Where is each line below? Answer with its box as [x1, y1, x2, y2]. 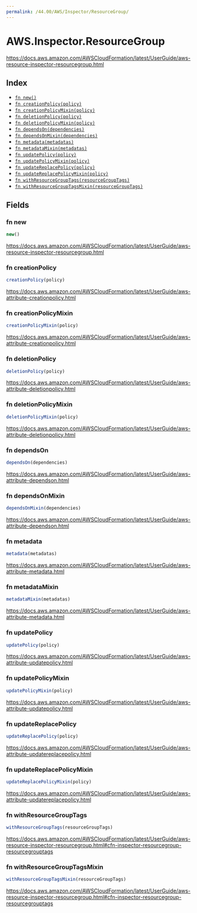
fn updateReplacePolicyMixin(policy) [14, 171, 109, 177]
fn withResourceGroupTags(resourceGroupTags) [14, 177, 130, 183]
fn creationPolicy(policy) [14, 101, 82, 108]
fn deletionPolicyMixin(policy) [14, 120, 95, 126]
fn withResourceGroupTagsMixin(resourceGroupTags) [14, 183, 143, 190]
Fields [6, 200, 30, 210]
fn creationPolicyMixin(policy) [14, 108, 95, 114]
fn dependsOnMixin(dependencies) [14, 133, 98, 139]
